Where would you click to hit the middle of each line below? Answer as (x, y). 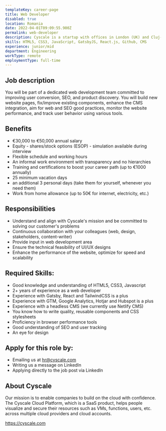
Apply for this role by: (39, 348)
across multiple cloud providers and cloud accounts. (59, 414)
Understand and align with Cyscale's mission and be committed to (80, 221)
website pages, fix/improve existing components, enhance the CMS (74, 103)
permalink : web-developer (32, 33)
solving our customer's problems (46, 226)
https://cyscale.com (25, 423)
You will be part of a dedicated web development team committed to (75, 93)
